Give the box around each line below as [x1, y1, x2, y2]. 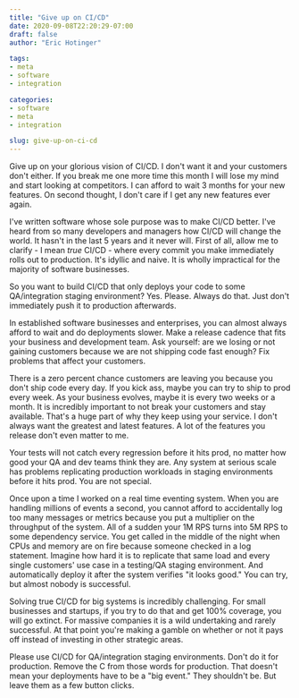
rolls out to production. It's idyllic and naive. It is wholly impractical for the [9, 254, 281, 265]
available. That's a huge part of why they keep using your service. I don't [9, 411, 278, 421]
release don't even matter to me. [9, 430, 129, 441]
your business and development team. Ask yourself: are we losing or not [9, 336, 276, 347]
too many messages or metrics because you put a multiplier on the [9, 512, 255, 523]
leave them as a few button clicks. [9, 680, 135, 691]
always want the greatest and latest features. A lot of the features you [9, 421, 266, 431]
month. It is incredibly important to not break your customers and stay [9, 402, 266, 413]
